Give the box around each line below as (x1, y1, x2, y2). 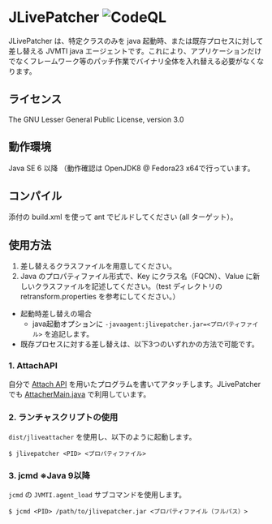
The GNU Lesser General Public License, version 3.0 (8, 114, 184, 124)
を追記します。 (44, 329, 94, 339)
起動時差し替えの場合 (19, 309, 92, 319)
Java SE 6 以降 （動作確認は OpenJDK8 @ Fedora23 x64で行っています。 (8, 163, 255, 173)
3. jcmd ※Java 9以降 (8, 470, 91, 481)
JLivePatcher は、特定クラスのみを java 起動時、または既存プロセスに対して (8, 36, 264, 45)
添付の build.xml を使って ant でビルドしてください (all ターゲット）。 (8, 212, 238, 222)
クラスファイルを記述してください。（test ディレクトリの (34, 281, 223, 291)
